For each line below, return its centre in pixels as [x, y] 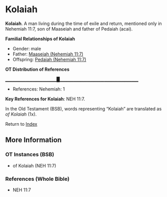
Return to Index [21, 124]
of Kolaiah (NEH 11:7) [35, 165]
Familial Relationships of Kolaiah [40, 39]
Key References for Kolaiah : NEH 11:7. [45, 99]
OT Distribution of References [37, 69]
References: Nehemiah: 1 [39, 89]
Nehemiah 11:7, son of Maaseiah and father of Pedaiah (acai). [69, 29]
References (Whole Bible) [37, 179]
